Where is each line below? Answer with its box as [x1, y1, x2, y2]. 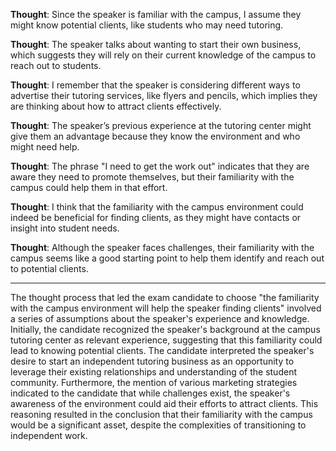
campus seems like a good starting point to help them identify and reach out [10, 252, 325, 264]
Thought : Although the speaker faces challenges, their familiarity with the [10, 242, 315, 253]
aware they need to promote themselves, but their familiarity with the [10, 171, 295, 183]
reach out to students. [10, 60, 102, 71]
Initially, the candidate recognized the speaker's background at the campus [10, 324, 321, 335]
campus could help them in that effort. [10, 182, 168, 193]
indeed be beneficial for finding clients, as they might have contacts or [10, 212, 302, 223]
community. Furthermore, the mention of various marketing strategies [10, 377, 298, 388]
